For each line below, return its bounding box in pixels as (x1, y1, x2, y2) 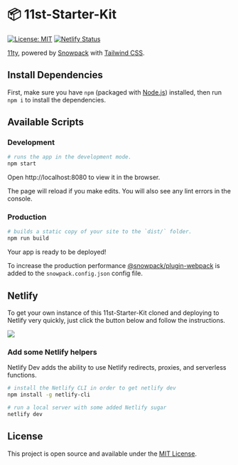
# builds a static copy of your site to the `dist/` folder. (7, 228, 193, 235)
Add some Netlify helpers (7, 347, 97, 357)
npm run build (7, 235, 50, 242)
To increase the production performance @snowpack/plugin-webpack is (7, 262, 220, 270)
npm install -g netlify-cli (7, 391, 91, 399)
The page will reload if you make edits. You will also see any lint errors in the (7, 187, 231, 196)
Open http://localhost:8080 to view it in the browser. (7, 173, 161, 182)
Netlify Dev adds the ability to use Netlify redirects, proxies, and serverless (7, 363, 227, 372)
